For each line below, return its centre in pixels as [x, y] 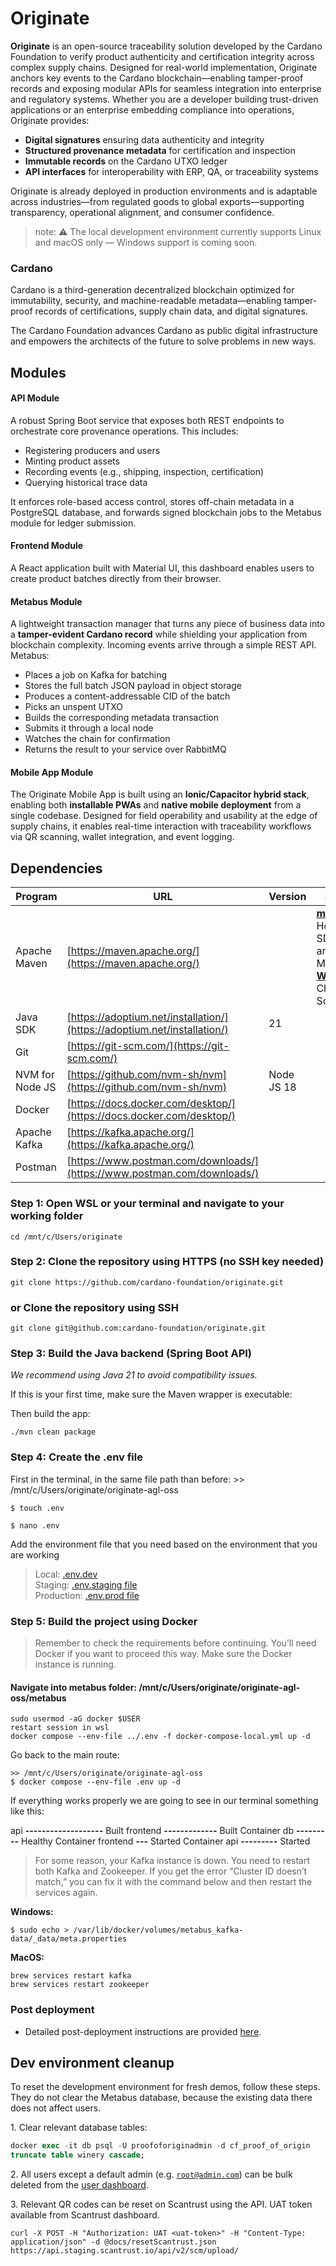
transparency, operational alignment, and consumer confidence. [142, 212]
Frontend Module [47, 546]
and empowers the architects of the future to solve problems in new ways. [163, 341]
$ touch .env [37, 1508]
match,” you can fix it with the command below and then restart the [173, 1882]
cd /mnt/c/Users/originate [66, 1237]
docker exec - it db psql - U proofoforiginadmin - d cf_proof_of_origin [160, 2146]
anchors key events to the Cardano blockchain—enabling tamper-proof [157, 78]
